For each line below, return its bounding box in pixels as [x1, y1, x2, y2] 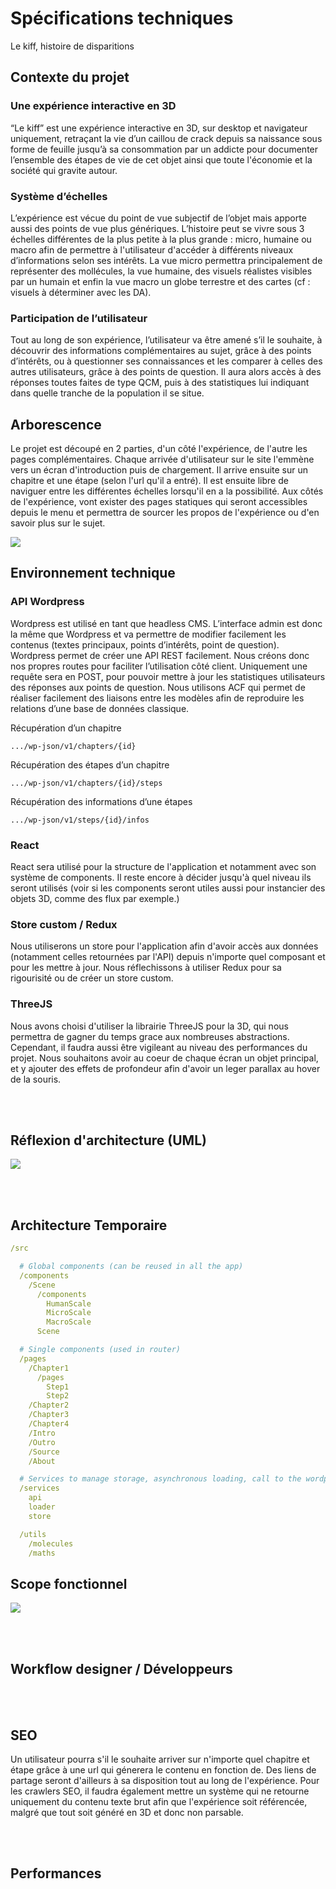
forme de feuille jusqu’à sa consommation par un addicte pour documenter [10, 143, 319, 155]
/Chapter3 [28, 1410, 70, 1420]
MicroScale [46, 1308, 92, 1318]
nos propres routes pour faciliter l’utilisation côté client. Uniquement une [10, 660, 308, 672]
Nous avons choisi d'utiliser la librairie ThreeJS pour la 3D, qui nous [10, 1020, 289, 1032]
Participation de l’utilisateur [10, 311, 148, 325]
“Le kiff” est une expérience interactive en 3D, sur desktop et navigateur [10, 122, 308, 134]
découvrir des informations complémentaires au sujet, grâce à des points [10, 345, 312, 357]
